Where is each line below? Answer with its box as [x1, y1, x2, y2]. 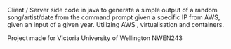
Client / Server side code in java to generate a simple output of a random [7, 6, 218, 14]
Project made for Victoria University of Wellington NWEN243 [7, 34, 183, 42]
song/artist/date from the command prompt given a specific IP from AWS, [7, 13, 220, 21]
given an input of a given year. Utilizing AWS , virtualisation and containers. [7, 21, 225, 28]
